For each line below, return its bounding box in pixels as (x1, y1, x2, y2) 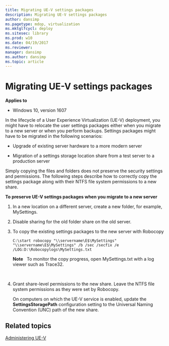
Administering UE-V (5, 335, 46, 341)
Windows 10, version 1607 (12, 107, 67, 114)
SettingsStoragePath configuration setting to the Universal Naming (12, 302, 153, 308)
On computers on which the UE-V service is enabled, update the (12, 296, 147, 302)
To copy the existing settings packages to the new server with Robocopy (12, 228, 164, 235)
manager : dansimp (5, 50, 42, 55)
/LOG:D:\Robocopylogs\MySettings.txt (12, 247, 92, 253)
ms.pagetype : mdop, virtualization (5, 21, 80, 27)
